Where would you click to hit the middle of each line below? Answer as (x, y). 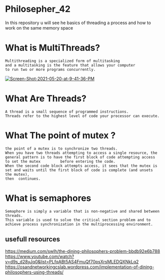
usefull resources (33, 239)
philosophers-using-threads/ (34, 272)
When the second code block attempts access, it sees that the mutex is (81, 166)
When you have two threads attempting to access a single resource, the (81, 153)
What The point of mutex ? (60, 135)
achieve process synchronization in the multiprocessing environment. (79, 224)
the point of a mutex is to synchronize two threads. (62, 149)
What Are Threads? (46, 99)
